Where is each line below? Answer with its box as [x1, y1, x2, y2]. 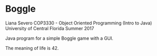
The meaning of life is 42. [5, 45, 59, 51]
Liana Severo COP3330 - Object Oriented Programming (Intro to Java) [5, 20, 152, 26]
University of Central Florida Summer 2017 [5, 25, 95, 31]
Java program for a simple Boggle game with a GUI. [5, 35, 113, 41]
